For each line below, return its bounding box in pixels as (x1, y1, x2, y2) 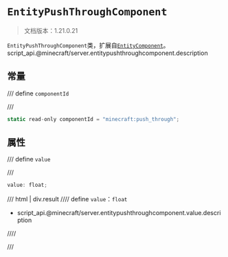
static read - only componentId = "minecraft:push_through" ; (7, 115, 180, 122)
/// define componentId (7, 89, 69, 98)
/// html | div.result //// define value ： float (7, 195, 128, 203)
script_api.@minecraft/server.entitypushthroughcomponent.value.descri (16, 209, 221, 217)
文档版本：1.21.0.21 (23, 26, 78, 34)
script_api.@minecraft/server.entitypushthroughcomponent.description (7, 49, 208, 57)
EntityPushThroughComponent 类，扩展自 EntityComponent (7, 41, 163, 49)
